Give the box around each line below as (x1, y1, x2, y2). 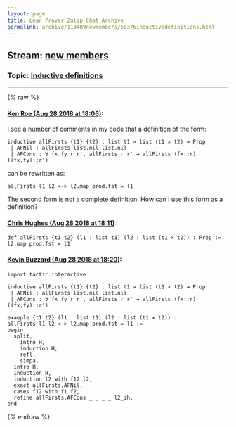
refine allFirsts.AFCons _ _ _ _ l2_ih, (13, 394, 133, 401)
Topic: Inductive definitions (7, 70, 103, 80)
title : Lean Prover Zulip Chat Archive (7, 17, 124, 24)
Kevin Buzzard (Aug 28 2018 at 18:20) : (7, 255, 122, 264)
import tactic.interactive (7, 271, 86, 278)
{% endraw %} (7, 412, 51, 421)
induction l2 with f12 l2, (13, 376, 93, 383)
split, (13, 332, 33, 340)
